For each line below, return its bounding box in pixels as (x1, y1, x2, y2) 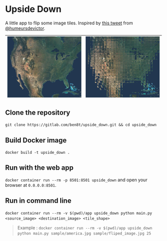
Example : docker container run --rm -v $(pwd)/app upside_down (17, 225, 153, 231)
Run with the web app (5, 163, 74, 172)
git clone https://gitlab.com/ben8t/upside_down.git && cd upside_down (5, 122, 157, 127)
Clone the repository (5, 108, 71, 117)
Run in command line (5, 197, 72, 205)
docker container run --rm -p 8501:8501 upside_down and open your (5, 177, 148, 183)
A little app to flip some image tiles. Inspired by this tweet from (5, 20, 133, 26)
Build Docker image (5, 136, 67, 144)
